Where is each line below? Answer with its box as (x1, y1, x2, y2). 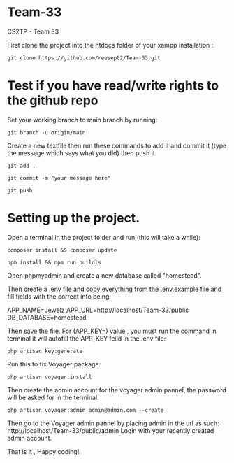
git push (7, 187, 33, 194)
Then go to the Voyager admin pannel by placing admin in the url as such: (7, 419, 220, 427)
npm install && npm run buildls (7, 259, 101, 266)
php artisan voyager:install (7, 373, 92, 380)
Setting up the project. (7, 211, 140, 226)
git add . (7, 162, 36, 169)
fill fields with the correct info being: (7, 292, 112, 301)
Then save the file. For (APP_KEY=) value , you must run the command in (7, 327, 217, 335)
